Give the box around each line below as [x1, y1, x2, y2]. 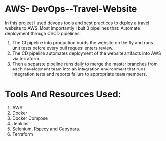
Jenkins [12, 120, 29, 126]
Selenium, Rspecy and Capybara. [12, 126, 81, 132]
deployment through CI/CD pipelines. [5, 30, 81, 36]
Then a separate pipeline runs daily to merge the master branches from [12, 61, 158, 67]
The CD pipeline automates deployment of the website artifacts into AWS [12, 50, 161, 56]
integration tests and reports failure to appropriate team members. [12, 71, 147, 77]
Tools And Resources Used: [5, 89, 121, 100]
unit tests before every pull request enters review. [12, 45, 114, 51]
